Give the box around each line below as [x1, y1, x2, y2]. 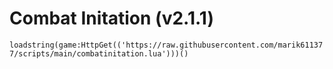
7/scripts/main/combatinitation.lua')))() [9, 48, 189, 59]
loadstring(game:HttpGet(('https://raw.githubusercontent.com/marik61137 [9, 40, 324, 50]
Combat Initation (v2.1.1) [9, 7, 214, 30]
